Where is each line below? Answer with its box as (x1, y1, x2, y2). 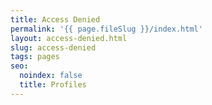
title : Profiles (19, 80, 87, 90)
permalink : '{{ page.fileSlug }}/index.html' (10, 24, 203, 34)
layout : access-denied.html (10, 33, 128, 43)
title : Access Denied (10, 14, 101, 25)
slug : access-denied (10, 42, 97, 53)
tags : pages (10, 52, 60, 62)
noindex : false (19, 71, 83, 81)
